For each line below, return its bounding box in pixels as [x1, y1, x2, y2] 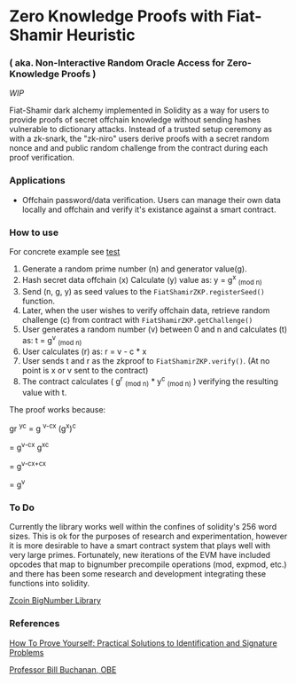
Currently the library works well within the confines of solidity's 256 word [9, 522, 277, 532]
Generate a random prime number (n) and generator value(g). [21, 263, 247, 274]
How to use [9, 226, 59, 239]
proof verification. [9, 153, 75, 163]
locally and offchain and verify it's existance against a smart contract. [21, 204, 277, 215]
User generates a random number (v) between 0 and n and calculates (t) [21, 324, 288, 334]
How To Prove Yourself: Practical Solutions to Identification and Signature [9, 637, 277, 649]
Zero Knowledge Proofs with [9, 6, 224, 27]
